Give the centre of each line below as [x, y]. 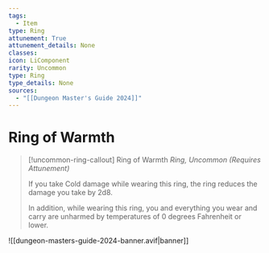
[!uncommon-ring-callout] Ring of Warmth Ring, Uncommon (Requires [145, 160]
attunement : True [37, 38]
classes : [23, 53]
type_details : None [41, 83]
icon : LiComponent [39, 61]
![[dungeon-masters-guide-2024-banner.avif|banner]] [99, 241]
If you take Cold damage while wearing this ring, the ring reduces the [143, 184]
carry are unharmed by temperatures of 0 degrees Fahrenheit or [134, 217]
